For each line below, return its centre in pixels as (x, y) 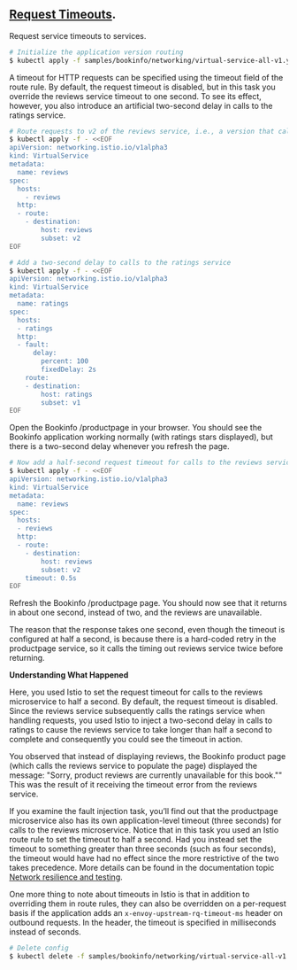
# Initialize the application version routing (96, 52)
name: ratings (43, 304)
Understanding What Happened (69, 675)
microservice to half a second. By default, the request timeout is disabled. (144, 702)
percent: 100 (65, 361)
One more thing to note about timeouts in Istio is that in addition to (129, 895)
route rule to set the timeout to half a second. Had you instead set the (136, 840)
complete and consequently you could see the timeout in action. (126, 740)
